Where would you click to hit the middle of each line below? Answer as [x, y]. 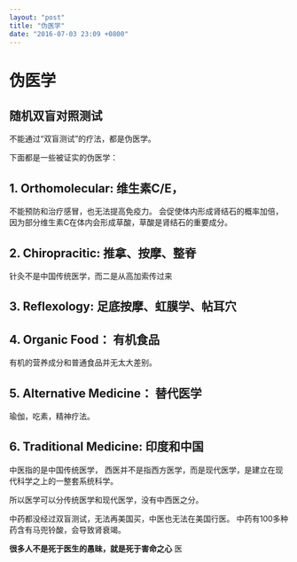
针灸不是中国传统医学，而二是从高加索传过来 [91, 276]
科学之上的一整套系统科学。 [67, 480]
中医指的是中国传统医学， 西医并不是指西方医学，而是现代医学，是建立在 [142, 470]
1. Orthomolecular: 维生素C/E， [96, 188]
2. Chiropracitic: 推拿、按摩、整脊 [103, 253]
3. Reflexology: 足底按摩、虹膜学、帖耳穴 [123, 307]
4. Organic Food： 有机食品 [85, 339]
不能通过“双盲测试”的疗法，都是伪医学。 [83, 139]
